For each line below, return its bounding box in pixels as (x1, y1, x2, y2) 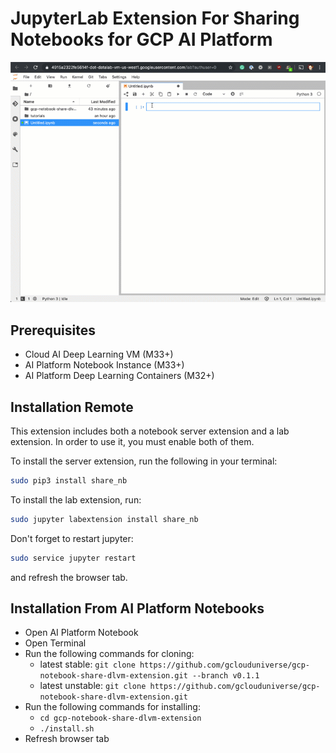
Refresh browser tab (24, 733, 110, 745)
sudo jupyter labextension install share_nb (10, 514, 199, 524)
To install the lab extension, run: (10, 493, 142, 506)
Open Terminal (24, 637, 87, 649)
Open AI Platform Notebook (24, 627, 139, 639)
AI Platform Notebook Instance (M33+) (24, 359, 185, 371)
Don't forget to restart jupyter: (10, 532, 134, 544)
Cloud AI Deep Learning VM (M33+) (24, 348, 174, 361)
